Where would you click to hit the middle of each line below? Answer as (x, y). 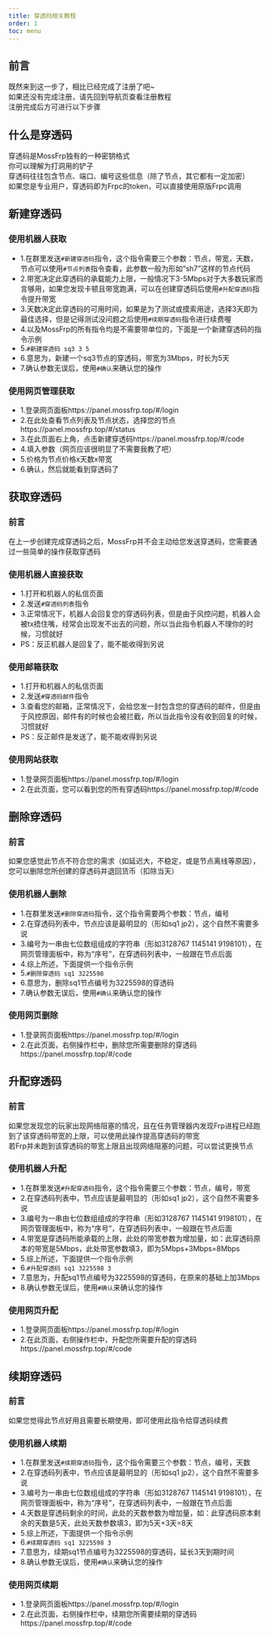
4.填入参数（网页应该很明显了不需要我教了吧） (98, 449)
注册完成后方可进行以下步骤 (55, 107)
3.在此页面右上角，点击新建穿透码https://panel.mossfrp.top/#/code (132, 438)
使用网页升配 (34, 1310)
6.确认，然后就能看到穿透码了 (70, 469)
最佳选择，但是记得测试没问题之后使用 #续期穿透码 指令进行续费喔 (126, 319)
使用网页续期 (34, 1585)
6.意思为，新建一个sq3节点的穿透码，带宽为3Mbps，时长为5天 (125, 357)
